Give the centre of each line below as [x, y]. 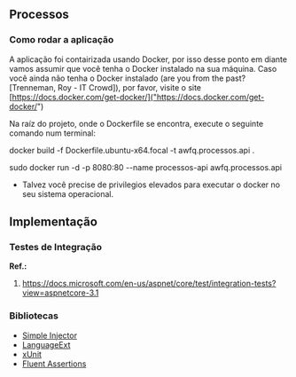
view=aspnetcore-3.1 [60, 293]
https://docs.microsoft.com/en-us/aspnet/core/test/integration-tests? [149, 284]
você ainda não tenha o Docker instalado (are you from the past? [128, 78]
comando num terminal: [52, 133]
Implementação [53, 222]
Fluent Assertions [54, 364]
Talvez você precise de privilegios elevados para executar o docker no [151, 185]
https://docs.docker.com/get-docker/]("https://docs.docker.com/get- [138, 97]
